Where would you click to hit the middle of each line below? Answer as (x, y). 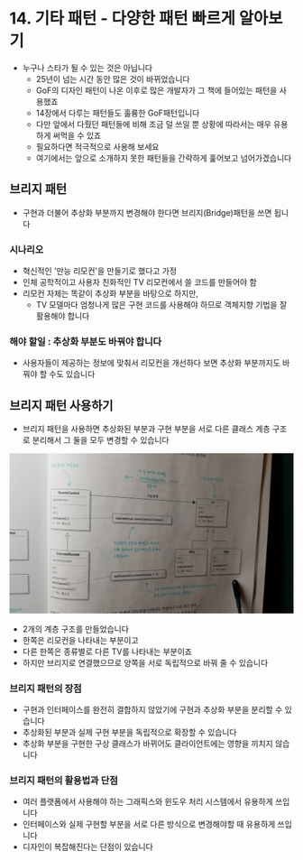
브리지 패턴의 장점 (46, 689)
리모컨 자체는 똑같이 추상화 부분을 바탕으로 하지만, (110, 293)
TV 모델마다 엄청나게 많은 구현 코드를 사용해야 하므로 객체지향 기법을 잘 (161, 305)
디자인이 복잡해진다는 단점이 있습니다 (87, 847)
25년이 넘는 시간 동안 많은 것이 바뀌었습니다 (113, 79)
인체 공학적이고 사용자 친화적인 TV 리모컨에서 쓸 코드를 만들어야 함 (139, 282)
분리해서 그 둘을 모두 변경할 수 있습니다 (101, 440)
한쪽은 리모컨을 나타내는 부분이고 (80, 640)
